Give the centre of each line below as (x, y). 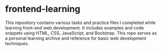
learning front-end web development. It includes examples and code (75, 27)
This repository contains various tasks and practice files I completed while (81, 23)
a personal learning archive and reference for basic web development (76, 38)
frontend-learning (43, 9)
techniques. (17, 43)
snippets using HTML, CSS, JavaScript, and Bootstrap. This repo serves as (81, 33)
